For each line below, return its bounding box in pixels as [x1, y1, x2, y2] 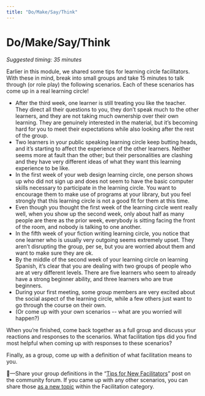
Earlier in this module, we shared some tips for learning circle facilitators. [6, 68, 190, 75]
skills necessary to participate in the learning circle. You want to [15, 184, 177, 191]
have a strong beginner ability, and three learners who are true [15, 275, 173, 282]
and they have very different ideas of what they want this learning [15, 158, 182, 165]
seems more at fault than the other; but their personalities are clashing [15, 151, 193, 158]
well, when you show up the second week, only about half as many [15, 210, 185, 217]
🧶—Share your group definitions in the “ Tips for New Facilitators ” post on [6, 370, 191, 377]
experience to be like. [15, 164, 70, 172]
